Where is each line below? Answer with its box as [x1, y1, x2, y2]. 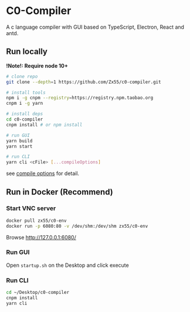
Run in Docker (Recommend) [6, 187, 113, 197]
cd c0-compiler [6, 116, 43, 122]
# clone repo [6, 73, 38, 80]
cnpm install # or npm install [6, 122, 83, 128]
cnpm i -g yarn [6, 101, 43, 107]
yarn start [6, 143, 33, 149]
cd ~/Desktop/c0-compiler [6, 290, 69, 296]
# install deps [6, 111, 43, 117]
